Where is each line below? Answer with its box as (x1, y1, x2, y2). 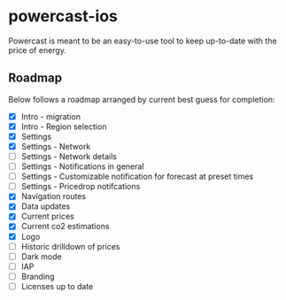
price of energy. (8, 44, 67, 55)
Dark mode (20, 250, 63, 262)
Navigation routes (20, 191, 86, 202)
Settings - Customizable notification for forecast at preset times (20, 171, 254, 182)
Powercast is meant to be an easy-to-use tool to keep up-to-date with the (8, 35, 277, 46)
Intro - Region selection (20, 121, 107, 132)
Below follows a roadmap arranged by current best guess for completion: (8, 94, 275, 104)
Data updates (20, 201, 71, 212)
